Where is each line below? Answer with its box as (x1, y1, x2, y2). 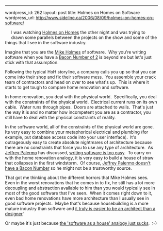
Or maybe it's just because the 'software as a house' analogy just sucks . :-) (5, 220, 157, 226)
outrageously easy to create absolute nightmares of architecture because (5, 140, 152, 145)
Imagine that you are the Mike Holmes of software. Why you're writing (5, 49, 147, 55)
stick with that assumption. (5, 59, 59, 65)
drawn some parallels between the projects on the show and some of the (11, 35, 157, 40)
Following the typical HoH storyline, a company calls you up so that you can (5, 69, 157, 74)
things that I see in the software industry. (5, 40, 87, 45)
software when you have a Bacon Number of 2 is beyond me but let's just (5, 54, 152, 60)
